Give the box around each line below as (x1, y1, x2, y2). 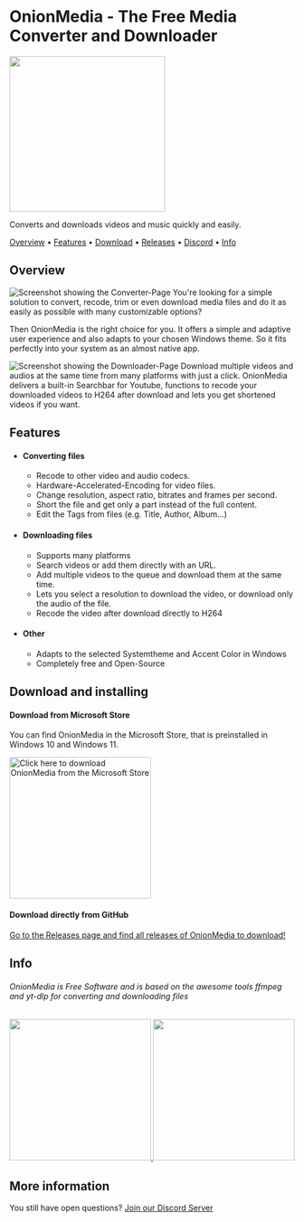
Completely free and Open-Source (35, 658, 166, 669)
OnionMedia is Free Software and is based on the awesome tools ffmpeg (9, 980, 282, 992)
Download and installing (9, 684, 149, 700)
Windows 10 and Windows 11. (9, 740, 119, 750)
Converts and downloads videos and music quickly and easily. (9, 219, 242, 230)
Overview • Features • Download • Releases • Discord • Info (9, 236, 237, 247)
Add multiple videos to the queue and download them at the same (35, 568, 282, 580)
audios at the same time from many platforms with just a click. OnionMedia (9, 369, 288, 381)
